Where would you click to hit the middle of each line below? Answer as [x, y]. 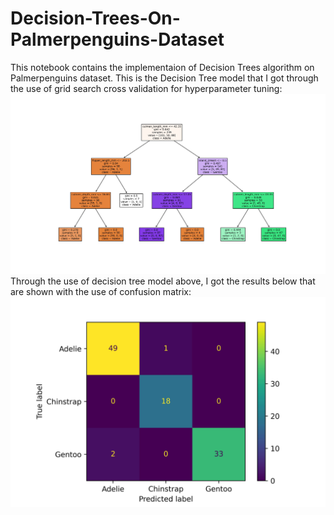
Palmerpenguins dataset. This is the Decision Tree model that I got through [164, 78]
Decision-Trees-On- [95, 18]
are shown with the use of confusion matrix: [101, 291]
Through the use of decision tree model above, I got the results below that [163, 281]
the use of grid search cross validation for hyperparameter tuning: [146, 88]
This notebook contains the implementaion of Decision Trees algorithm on [162, 67]
